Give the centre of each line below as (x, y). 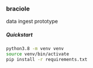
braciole (18, 9)
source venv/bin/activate (37, 54)
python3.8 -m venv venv (35, 49)
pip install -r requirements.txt (47, 60)
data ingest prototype (32, 22)
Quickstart (20, 34)
